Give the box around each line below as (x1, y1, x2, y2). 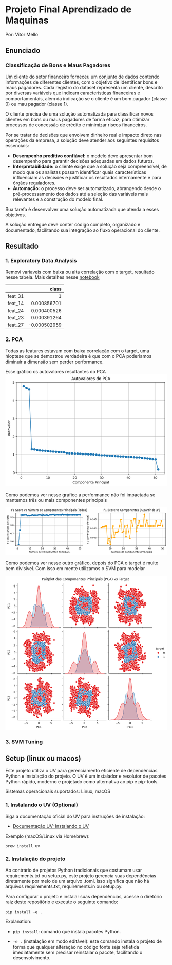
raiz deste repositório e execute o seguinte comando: (5, 899, 118, 905)
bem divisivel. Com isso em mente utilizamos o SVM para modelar (5, 565, 145, 572)
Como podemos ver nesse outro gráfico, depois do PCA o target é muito (5, 560, 159, 566)
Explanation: (5, 918, 32, 924)
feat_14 (7, 300, 24, 307)
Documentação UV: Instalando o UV (12, 823, 89, 829)
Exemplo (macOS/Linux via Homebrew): (5, 833, 90, 839)
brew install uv (5, 843, 40, 848)
